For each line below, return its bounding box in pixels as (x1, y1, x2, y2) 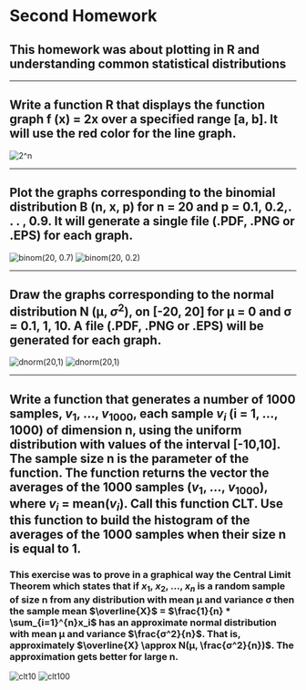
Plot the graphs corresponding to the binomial (9, 185, 276, 201)
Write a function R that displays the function (9, 98, 266, 113)
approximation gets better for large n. (9, 650, 179, 663)
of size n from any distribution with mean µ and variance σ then (9, 593, 295, 606)
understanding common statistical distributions (9, 56, 287, 71)
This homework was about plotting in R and (9, 42, 260, 57)
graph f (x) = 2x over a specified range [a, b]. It (9, 111, 279, 128)
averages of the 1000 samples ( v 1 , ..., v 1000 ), (9, 479, 269, 498)
